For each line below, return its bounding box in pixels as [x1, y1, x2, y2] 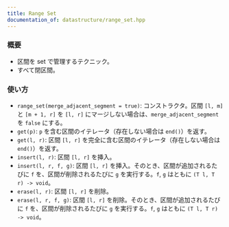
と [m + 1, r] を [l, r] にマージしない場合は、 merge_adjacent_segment [16, 110, 219, 119]
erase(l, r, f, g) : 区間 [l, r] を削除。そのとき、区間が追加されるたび [16, 196, 221, 204]
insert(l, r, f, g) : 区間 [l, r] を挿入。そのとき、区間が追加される [16, 162, 212, 170]
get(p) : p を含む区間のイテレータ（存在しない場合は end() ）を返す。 [16, 128, 210, 136]
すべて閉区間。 [16, 66, 60, 74]
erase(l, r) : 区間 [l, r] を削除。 [16, 187, 113, 195]
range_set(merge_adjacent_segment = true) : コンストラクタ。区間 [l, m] [16, 101, 224, 110]
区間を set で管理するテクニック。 [16, 57, 113, 65]
